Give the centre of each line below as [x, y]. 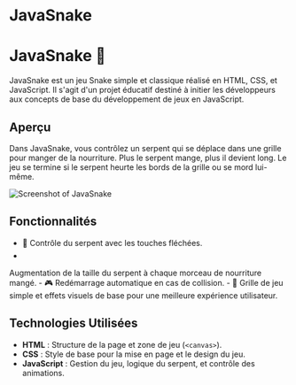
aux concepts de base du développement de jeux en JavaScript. [127, 99]
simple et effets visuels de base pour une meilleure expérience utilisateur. [144, 295]
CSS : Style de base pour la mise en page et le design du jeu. [133, 354]
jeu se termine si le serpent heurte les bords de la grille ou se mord [132, 167]
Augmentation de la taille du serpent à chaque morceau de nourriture [136, 273]
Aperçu [30, 127]
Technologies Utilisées [74, 323]
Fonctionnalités [53, 222]
